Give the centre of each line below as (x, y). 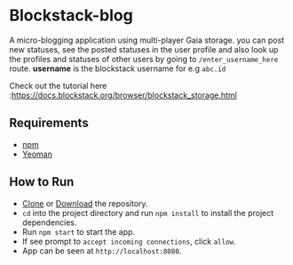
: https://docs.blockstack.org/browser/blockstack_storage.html (123, 95)
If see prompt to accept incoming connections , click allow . (129, 241)
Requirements (49, 123)
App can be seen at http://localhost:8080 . (102, 251)
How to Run (42, 182)
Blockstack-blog (71, 16)
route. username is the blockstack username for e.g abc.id (118, 68)
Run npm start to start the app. (79, 231)
